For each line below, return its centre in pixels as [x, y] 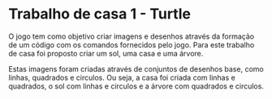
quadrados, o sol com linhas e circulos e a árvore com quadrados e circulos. [136, 86]
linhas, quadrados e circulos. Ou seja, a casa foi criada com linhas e [122, 77]
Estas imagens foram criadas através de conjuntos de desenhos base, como [136, 68]
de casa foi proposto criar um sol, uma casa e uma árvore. [106, 53]
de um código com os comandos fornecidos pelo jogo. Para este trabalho [132, 44]
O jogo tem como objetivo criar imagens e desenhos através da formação [131, 36]
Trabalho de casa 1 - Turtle [99, 14]
